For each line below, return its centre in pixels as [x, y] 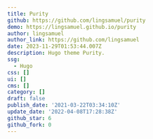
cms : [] [19, 86]
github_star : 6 [29, 118]
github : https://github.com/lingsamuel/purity [76, 20]
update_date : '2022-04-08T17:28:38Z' [62, 112]
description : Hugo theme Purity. [56, 53]
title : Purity [28, 14]
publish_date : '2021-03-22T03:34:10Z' [64, 105]
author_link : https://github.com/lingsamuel [73, 40]
